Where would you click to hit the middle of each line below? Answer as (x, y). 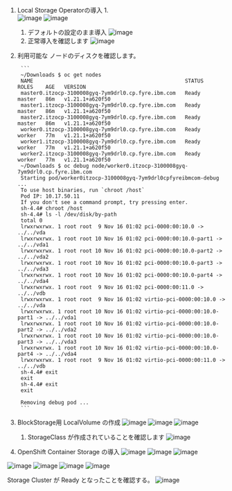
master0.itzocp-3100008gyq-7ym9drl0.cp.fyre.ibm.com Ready (110, 93)
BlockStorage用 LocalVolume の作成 (69, 422)
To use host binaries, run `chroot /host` (83, 190)
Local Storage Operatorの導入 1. (63, 10)
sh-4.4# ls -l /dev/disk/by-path (69, 214)
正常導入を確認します (58, 41)
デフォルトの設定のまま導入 (67, 32)
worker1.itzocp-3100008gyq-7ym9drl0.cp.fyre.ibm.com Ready (110, 141)
